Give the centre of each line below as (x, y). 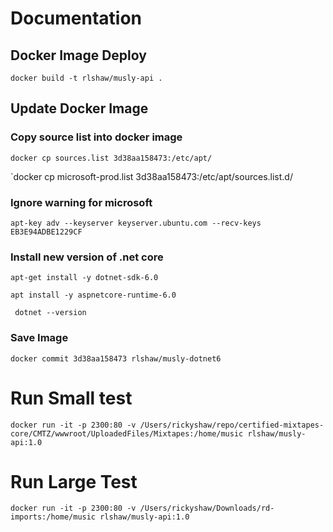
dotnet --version (50, 313)
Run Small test (71, 398)
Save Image (39, 338)
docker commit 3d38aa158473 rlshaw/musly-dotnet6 (116, 358)
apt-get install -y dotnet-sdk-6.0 (84, 278)
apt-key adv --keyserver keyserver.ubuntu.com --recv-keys (136, 223)
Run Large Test (74, 481)
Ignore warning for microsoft (81, 202)
